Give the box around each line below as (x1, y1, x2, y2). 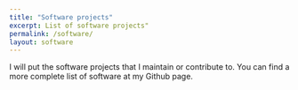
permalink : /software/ (9, 29, 93, 38)
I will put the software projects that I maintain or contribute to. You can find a (9, 62, 290, 72)
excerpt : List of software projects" (9, 21, 149, 30)
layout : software (9, 37, 74, 47)
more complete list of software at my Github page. (9, 71, 194, 82)
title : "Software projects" (9, 12, 114, 22)
